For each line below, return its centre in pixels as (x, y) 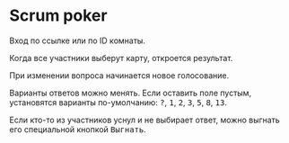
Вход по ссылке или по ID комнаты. (78, 40)
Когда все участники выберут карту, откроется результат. (121, 58)
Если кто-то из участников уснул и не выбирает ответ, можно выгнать (144, 120)
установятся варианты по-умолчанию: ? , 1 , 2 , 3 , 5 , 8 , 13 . (118, 102)
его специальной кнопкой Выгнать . (78, 129)
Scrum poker (58, 16)
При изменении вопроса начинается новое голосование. (119, 75)
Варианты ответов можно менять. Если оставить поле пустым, (131, 93)
